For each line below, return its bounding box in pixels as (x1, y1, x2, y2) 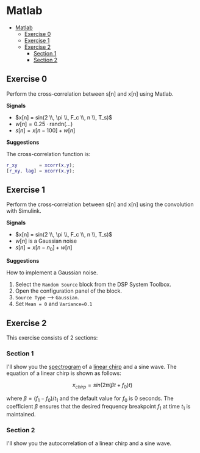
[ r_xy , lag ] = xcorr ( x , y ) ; (6, 168, 75, 174)
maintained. (6, 410, 36, 418)
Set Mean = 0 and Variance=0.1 (15, 300, 93, 308)
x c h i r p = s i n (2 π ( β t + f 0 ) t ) (72, 382, 133, 390)
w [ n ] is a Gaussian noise (15, 237, 77, 244)
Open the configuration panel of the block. (15, 287, 123, 294)
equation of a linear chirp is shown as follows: (6, 369, 122, 377)
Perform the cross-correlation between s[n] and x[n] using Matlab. (6, 90, 174, 98)
